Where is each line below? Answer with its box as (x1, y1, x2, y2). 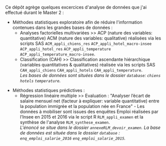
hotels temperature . (19, 77, 61, 83)
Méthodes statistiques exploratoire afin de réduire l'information (12, 19, 142, 25)
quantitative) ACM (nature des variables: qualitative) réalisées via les (19, 35, 161, 41)
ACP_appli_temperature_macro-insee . (19, 51, 95, 57)
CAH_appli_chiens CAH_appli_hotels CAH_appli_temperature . (19, 67, 142, 73)
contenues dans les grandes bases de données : (12, 24, 113, 30)
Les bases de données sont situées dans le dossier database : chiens (19, 72, 161, 78)
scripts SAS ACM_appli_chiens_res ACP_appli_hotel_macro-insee (19, 40, 152, 46)
